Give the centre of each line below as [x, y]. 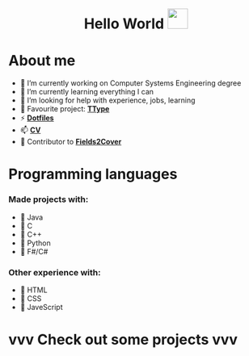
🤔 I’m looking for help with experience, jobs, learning [108, 100]
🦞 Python [35, 243]
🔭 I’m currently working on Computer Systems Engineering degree [131, 83]
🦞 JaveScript [41, 307]
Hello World [124, 24]
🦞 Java [32, 217]
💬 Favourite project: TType [65, 109]
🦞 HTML [34, 290]
